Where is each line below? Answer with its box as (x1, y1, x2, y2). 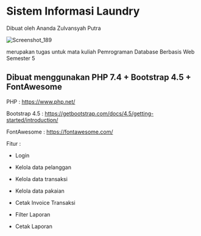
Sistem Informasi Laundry (6, 4, 140, 18)
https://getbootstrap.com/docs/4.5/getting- (44, 110, 154, 117)
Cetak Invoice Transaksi (15, 199, 76, 206)
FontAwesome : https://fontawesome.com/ (6, 128, 113, 135)
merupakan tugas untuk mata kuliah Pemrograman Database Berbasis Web (6, 48, 195, 55)
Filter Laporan (15, 210, 51, 218)
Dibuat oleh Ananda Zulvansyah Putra (6, 24, 101, 32)
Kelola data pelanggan (15, 163, 72, 171)
